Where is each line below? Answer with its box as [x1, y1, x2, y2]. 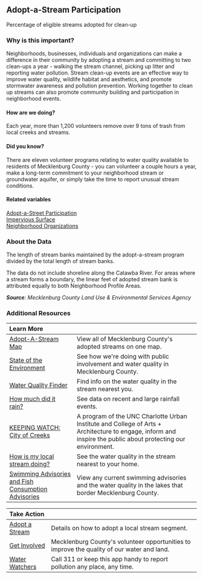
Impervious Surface [6, 215, 56, 223]
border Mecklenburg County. [76, 489, 159, 497]
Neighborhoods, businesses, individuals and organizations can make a [6, 50, 182, 57]
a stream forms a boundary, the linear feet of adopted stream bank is [6, 276, 178, 283]
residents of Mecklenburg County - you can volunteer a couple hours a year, [6, 162, 197, 170]
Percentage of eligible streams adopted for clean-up [6, 21, 137, 28]
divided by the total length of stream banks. [6, 258, 115, 265]
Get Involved [9, 541, 45, 550]
